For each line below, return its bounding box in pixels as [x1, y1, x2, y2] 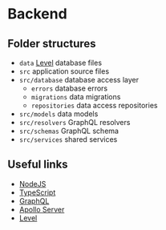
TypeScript [18, 188, 56, 197]
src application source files [18, 67, 110, 76]
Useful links [7, 158, 69, 171]
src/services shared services [18, 135, 118, 144]
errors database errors [30, 83, 108, 93]
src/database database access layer [18, 75, 140, 84]
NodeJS [18, 179, 47, 188]
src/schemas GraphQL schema [18, 126, 119, 135]
